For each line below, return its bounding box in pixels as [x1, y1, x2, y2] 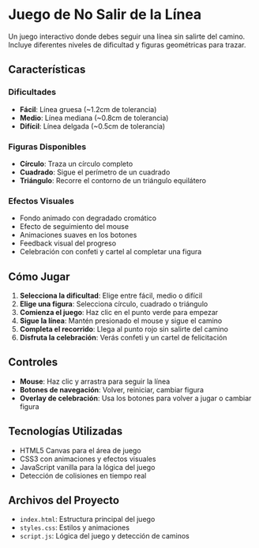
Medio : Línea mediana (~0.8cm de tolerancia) [19, 113, 169, 122]
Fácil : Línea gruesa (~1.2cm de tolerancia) [19, 104, 157, 114]
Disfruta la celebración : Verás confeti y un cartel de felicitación [19, 333, 227, 343]
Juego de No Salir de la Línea [8, 6, 202, 24]
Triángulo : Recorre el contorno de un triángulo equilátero [19, 175, 207, 185]
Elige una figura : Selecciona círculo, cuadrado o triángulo [19, 299, 208, 309]
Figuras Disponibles [8, 141, 87, 152]
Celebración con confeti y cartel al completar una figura [19, 247, 202, 257]
